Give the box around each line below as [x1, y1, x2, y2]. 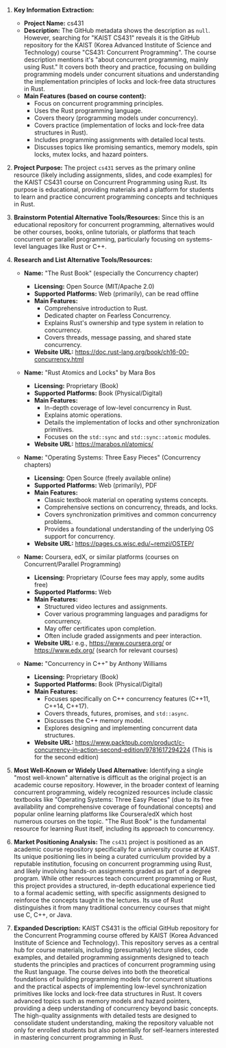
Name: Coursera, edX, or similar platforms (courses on [23, 553, 179, 561]
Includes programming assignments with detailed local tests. [34, 136, 205, 143]
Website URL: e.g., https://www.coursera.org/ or [34, 639, 172, 647]
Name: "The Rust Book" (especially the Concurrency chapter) [23, 269, 199, 277]
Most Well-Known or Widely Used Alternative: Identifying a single [13, 766, 203, 774]
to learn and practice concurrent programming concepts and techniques [13, 193, 218, 201]
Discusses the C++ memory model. [44, 717, 145, 724]
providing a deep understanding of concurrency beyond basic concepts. [13, 1004, 218, 1012]
